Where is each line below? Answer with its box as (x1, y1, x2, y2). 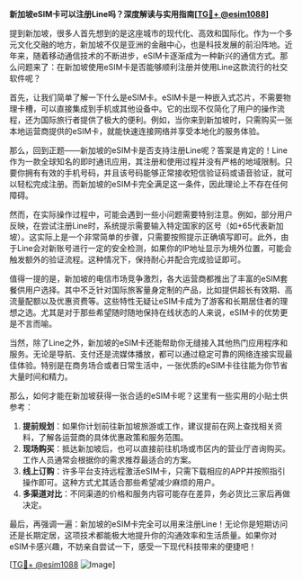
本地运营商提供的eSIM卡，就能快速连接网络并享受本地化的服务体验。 (9, 126, 265, 136)
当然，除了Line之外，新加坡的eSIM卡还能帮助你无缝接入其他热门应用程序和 (9, 338, 289, 348)
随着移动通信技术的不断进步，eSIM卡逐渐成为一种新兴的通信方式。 (32, 50, 280, 61)
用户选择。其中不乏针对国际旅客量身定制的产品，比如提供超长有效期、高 (24, 285, 293, 295)
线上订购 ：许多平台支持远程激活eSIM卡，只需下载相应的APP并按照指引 (22, 466, 286, 476)
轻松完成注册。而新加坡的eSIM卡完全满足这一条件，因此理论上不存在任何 (16, 179, 289, 189)
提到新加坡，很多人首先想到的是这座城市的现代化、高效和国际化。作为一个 (9, 28, 285, 39)
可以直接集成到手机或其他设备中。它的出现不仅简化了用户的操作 (40, 104, 277, 113)
